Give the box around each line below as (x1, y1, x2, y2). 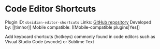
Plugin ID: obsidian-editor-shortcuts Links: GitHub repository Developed (5, 19, 151, 25)
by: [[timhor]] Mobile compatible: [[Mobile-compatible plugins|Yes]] (5, 24, 140, 30)
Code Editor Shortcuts (5, 3, 96, 14)
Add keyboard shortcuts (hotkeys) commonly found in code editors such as (5, 34, 156, 39)
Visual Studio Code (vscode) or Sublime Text (5, 38, 94, 44)
